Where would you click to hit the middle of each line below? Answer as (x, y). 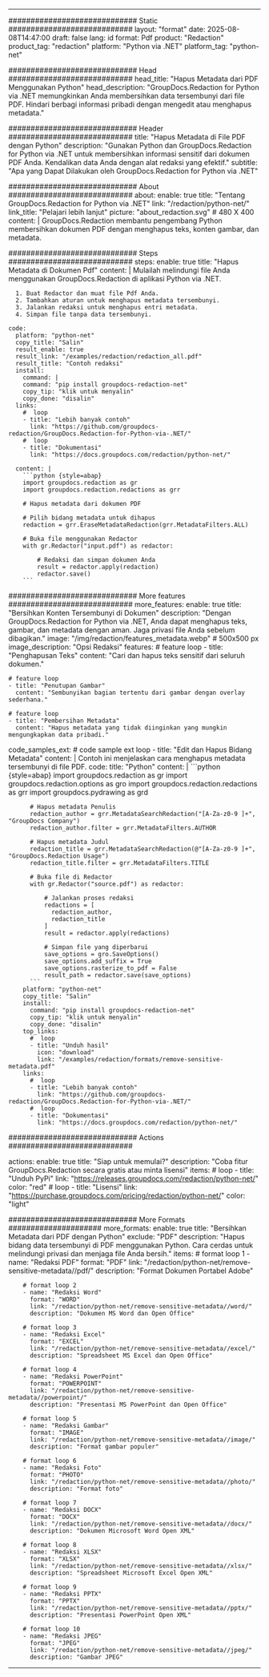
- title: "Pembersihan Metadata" (64, 721)
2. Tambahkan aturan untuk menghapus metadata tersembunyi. (118, 301)
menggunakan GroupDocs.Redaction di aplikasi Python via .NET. (115, 279)
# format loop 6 (50, 1461)
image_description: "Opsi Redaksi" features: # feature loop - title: (116, 647)
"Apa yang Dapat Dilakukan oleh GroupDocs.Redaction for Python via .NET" (133, 171)
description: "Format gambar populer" (94, 1447)
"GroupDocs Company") (44, 821)
